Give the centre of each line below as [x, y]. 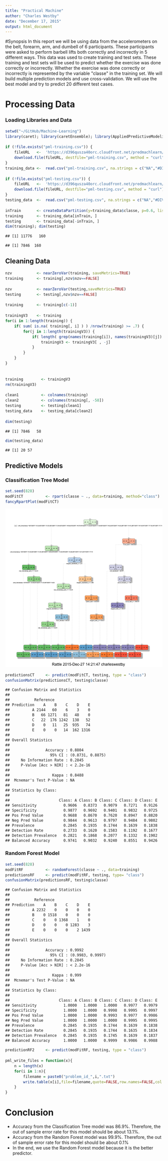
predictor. [22, 1153]
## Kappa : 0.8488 [44, 775]
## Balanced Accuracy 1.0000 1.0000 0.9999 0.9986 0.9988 [81, 1041]
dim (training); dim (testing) [35, 227]
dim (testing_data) [24, 441]
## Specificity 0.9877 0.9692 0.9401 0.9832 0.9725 [81, 811]
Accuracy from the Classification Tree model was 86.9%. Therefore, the [86, 1127]
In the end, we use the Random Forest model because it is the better [83, 1148]
